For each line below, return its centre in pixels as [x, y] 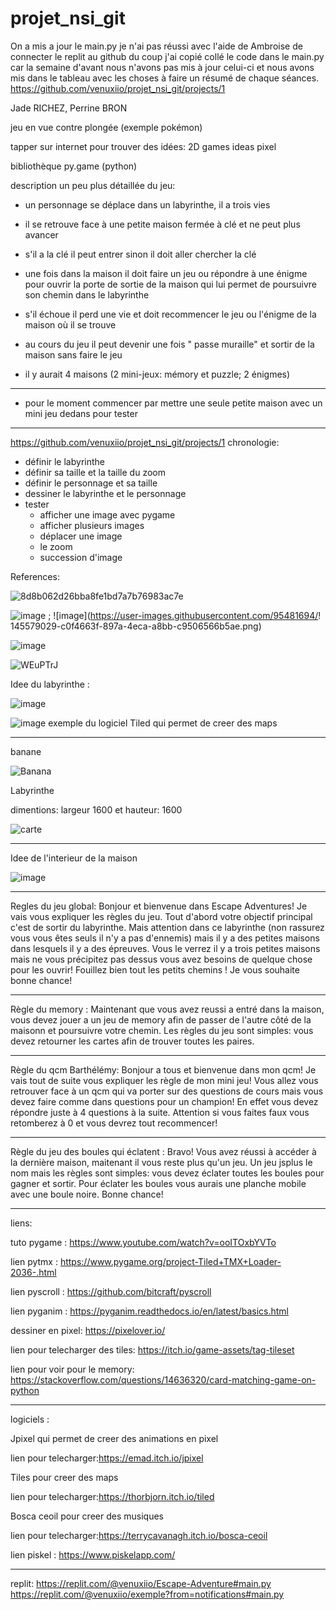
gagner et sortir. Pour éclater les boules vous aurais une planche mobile [158, 1183]
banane [26, 751]
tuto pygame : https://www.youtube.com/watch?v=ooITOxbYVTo [143, 1242]
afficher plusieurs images [92, 525]
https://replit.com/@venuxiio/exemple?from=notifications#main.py [147, 1594]
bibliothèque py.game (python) [74, 166]
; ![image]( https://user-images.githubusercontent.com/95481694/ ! [185, 615]
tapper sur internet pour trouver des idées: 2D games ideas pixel [143, 146]
